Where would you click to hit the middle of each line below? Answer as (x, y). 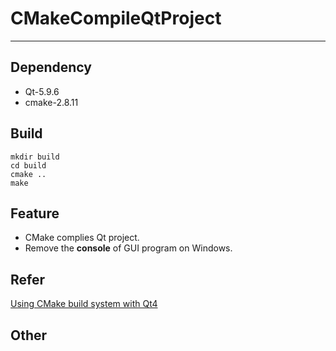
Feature (35, 213)
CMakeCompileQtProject (116, 18)
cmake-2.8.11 (51, 102)
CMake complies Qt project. (82, 238)
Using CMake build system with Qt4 (84, 304)
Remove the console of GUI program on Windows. (128, 248)
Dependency (51, 67)
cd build (28, 165)
